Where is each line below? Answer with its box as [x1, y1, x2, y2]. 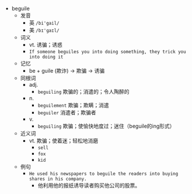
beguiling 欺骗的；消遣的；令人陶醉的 [37, 88, 130, 95]
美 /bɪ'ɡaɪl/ [29, 26, 60, 33]
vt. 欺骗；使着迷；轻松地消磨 [29, 137, 99, 144]
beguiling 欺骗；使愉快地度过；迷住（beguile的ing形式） [37, 122, 175, 130]
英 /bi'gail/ [29, 19, 60, 26]
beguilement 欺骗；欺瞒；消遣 [37, 102, 109, 108]
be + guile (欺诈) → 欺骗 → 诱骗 [29, 67, 105, 74]
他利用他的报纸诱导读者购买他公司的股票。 [37, 182, 141, 189]
